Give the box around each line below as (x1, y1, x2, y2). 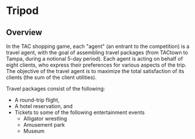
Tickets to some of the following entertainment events (14, 109, 145, 116)
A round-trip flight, (14, 96, 60, 103)
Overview (6, 27, 43, 37)
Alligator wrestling (23, 115, 67, 122)
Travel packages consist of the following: (6, 85, 105, 92)
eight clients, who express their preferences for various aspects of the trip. (6, 61, 187, 68)
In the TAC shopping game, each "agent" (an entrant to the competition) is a (6, 43, 190, 50)
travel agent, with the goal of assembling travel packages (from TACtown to (6, 49, 189, 56)
